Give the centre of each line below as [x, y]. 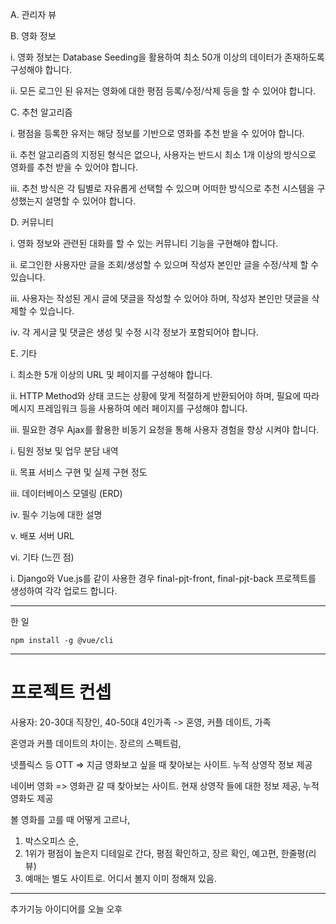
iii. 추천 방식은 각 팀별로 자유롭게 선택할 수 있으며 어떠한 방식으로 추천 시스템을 [162, 188]
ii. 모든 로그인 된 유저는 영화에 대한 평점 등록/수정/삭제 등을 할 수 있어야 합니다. [163, 91]
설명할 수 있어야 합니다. [90, 201]
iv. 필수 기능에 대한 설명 [56, 514]
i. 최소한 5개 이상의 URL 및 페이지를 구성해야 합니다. [111, 374]
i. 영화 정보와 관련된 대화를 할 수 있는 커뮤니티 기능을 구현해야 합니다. [144, 243]
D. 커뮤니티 [32, 222]
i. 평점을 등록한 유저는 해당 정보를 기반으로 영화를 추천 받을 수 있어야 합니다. [157, 133]
